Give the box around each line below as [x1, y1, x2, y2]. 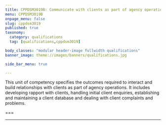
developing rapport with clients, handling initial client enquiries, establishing [5, 90, 160, 96]
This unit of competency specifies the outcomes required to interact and [5, 79, 153, 85]
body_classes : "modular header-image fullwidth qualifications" [5, 48, 140, 53]
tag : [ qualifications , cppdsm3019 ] [9, 39, 81, 44]
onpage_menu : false [5, 16, 45, 21]
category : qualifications [9, 35, 63, 40]
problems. [5, 100, 26, 106]
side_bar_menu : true [5, 62, 48, 66]
